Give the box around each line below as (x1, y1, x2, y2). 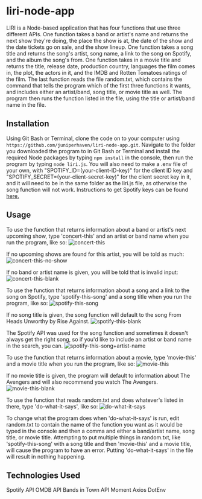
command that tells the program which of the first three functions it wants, (6, 81, 191, 89)
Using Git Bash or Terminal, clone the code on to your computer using (6, 135, 180, 142)
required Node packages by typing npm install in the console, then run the (6, 154, 194, 161)
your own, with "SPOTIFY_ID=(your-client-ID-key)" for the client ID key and (6, 167, 193, 174)
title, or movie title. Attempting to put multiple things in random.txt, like (6, 433, 181, 441)
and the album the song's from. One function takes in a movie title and (6, 56, 181, 63)
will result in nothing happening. (6, 453, 86, 460)
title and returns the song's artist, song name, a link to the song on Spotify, (6, 49, 192, 57)
